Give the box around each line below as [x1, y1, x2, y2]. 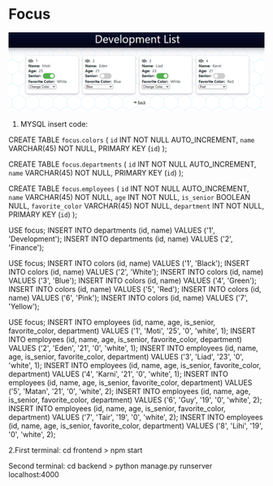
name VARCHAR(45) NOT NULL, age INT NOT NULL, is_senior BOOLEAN [8, 193, 251, 202]
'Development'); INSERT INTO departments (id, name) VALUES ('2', [8, 234, 233, 244]
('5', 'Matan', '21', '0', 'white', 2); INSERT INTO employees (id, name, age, [8, 387, 251, 397]
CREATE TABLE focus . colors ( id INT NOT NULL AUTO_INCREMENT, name [8, 135, 255, 145]
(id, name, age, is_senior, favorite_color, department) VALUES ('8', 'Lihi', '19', [8, 421, 263, 431]
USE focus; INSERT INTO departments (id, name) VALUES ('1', [8, 225, 215, 236]
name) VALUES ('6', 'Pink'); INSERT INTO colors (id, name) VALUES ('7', [8, 293, 249, 303]
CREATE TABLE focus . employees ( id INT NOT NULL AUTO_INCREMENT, [8, 184, 249, 193]
